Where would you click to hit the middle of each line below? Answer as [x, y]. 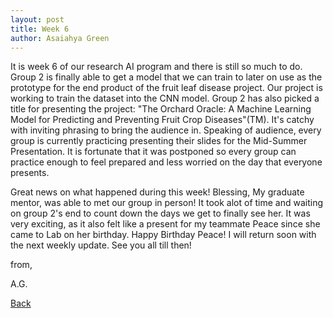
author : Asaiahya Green [60, 38]
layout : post [37, 19]
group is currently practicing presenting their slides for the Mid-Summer [159, 141]
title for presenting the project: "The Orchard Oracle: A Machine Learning [161, 109]
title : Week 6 [40, 29]
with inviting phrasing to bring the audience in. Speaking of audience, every [166, 130]
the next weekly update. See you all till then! [101, 245]
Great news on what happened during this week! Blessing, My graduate [157, 192]
